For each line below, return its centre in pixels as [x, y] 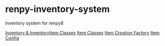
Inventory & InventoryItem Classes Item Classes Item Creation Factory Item [82, 32]
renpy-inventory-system [57, 9]
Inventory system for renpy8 [34, 23]
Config [12, 38]
